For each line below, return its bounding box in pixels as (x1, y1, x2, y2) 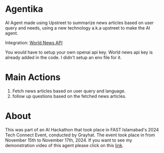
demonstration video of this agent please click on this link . (5, 142, 124, 148)
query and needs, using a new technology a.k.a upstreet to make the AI (5, 25, 151, 31)
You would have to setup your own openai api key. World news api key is (5, 49, 153, 55)
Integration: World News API (5, 39, 63, 45)
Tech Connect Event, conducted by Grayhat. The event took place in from (5, 132, 155, 138)
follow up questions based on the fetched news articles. (12, 93, 127, 99)
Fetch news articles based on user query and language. (12, 88, 126, 94)
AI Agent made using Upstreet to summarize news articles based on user (5, 20, 154, 26)
